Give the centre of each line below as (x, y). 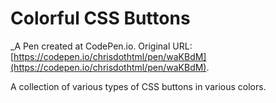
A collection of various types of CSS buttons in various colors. (138, 86)
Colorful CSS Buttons (100, 18)
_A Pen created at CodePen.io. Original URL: (101, 46)
